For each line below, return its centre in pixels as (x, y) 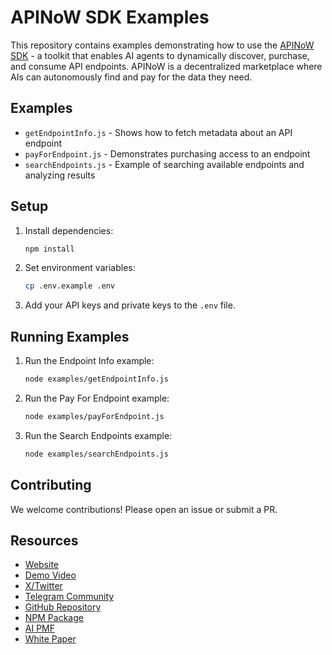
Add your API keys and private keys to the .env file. (130, 305)
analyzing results (60, 175)
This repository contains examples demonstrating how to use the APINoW (162, 45)
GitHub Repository (63, 607)
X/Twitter (43, 586)
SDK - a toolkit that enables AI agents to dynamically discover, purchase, (160, 55)
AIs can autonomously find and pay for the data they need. (131, 77)
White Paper (50, 639)
